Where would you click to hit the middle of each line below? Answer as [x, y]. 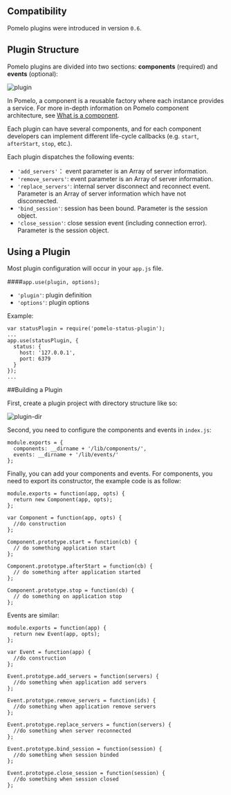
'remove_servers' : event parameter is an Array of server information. [115, 178]
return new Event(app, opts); [57, 634]
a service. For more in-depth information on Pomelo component [98, 108]
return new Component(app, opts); [63, 500]
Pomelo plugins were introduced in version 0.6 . [74, 28]
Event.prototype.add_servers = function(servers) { [83, 677]
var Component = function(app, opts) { [65, 518]
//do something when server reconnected [72, 731]
